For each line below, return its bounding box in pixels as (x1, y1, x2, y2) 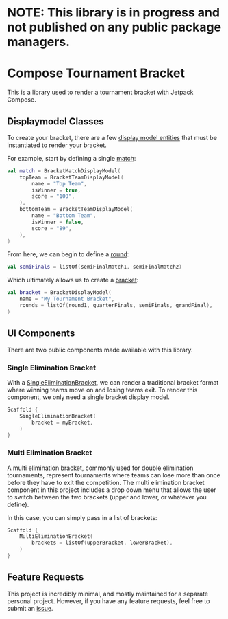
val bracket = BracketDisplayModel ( (7, 289, 112, 296)
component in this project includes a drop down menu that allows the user (7, 486, 216, 494)
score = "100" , (31, 193, 75, 200)
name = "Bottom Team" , (31, 212, 97, 219)
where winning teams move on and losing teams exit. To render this (7, 385, 198, 394)
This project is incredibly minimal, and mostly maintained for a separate (7, 589, 209, 598)
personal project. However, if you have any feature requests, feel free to (7, 596, 210, 605)
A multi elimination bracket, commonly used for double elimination (7, 464, 194, 472)
